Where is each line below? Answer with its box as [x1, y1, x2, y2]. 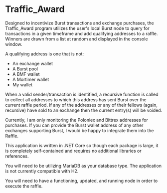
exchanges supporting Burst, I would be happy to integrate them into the [5, 127, 154, 133]
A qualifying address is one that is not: [5, 51, 84, 57]
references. [5, 153, 29, 159]
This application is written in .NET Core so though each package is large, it [5, 142, 159, 148]
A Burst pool [12, 66, 38, 72]
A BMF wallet [12, 71, 40, 77]
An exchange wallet [12, 60, 53, 66]
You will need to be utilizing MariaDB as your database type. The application [5, 163, 162, 169]
